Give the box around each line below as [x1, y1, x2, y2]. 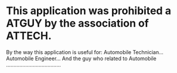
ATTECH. [6, 29, 52, 42]
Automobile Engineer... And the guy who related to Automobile [6, 55, 157, 62]
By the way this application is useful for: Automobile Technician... [6, 48, 164, 55]
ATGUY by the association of [6, 16, 149, 30]
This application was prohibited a [6, 4, 172, 18]
